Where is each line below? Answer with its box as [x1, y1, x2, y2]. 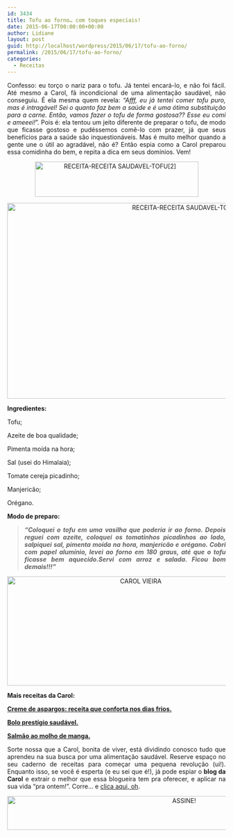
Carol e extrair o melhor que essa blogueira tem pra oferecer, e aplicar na [7, 774, 226, 783]
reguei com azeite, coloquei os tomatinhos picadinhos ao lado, [24, 533, 226, 541]
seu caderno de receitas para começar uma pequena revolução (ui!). [7, 760, 226, 768]
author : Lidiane [7, 29, 54, 37]
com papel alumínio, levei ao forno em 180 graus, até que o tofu [24, 548, 226, 556]
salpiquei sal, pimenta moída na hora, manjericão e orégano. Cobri [24, 540, 226, 548]
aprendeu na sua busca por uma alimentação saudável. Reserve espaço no [7, 752, 226, 760]
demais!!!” [24, 562, 57, 571]
